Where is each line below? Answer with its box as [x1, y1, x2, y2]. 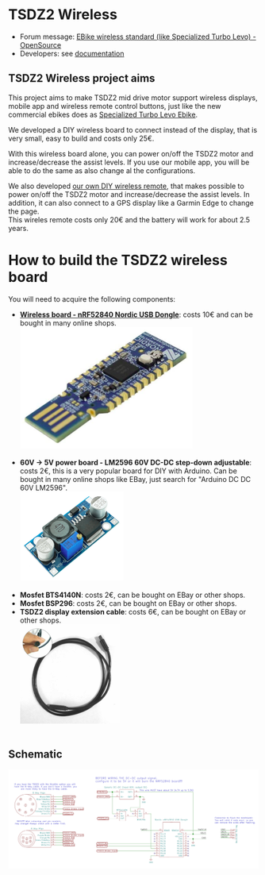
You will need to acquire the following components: [8, 294, 176, 303]
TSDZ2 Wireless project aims [8, 71, 156, 85]
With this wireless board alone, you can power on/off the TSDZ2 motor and [8, 148, 254, 158]
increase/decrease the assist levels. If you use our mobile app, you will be [8, 157, 250, 167]
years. [8, 223, 29, 233]
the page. [8, 206, 40, 216]
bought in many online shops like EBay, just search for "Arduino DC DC [19, 474, 252, 484]
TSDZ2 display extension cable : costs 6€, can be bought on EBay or [19, 607, 246, 616]
